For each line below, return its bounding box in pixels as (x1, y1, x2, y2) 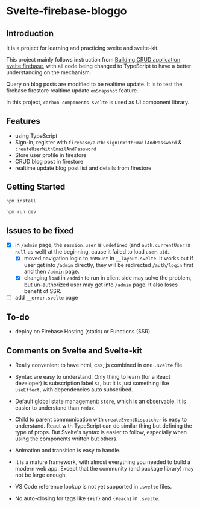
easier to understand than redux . (14, 404, 96, 411)
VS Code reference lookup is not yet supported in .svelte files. (14, 483, 172, 490)
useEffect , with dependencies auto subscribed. (14, 386, 134, 393)
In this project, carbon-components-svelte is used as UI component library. (6, 98, 190, 106)
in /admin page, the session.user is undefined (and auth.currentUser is (14, 242, 191, 249)
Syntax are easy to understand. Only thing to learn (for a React (14, 373, 170, 381)
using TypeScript (14, 132, 58, 140)
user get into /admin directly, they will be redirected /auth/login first (23, 262, 194, 269)
